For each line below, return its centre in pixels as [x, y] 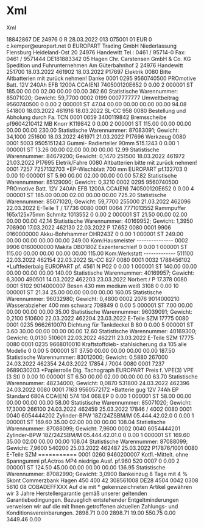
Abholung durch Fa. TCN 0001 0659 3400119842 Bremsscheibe [86, 117]
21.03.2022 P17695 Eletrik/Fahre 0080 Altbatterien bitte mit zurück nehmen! [102, 162]
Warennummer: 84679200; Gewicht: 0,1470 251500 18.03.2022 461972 [96, 156]
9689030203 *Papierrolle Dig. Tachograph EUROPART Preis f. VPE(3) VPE [100, 370]
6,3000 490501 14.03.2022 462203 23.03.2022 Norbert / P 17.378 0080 [97, 279]
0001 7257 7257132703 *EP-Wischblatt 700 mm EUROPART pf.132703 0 [97, 169]
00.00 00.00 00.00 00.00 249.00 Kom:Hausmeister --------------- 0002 [97, 240]
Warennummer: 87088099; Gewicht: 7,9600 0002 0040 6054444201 [93, 429]
